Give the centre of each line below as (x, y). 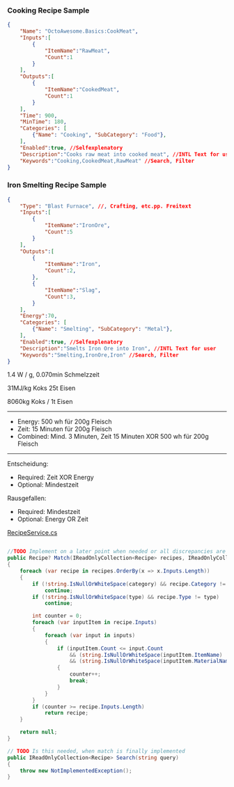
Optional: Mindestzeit (48, 485)
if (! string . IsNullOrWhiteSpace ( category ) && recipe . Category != (129, 584)
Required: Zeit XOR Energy (55, 477)
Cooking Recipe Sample (48, 10)
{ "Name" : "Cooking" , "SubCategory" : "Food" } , (100, 135)
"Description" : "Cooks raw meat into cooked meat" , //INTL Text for (119, 154)
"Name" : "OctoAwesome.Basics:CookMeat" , (79, 31)
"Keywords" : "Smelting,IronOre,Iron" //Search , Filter (99, 355)
